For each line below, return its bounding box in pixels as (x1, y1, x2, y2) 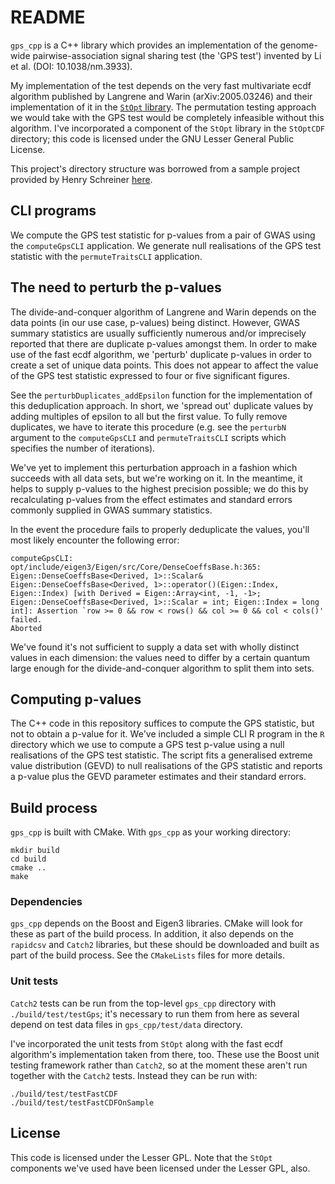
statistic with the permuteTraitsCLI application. (10, 250, 203, 262)
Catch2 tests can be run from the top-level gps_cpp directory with (10, 997, 277, 1009)
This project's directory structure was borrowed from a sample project (10, 162, 300, 175)
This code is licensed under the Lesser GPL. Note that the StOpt (10, 1151, 273, 1163)
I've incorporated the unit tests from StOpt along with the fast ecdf (10, 1037, 283, 1050)
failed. (10, 614, 43, 625)
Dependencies (10, 895, 83, 909)
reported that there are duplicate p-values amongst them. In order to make (10, 337, 318, 350)
